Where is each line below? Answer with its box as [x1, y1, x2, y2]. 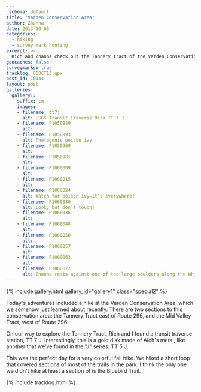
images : [17, 103, 36, 110]
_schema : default [6, 8, 50, 15]
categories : [6, 31, 36, 37]
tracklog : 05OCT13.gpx [6, 70, 63, 76]
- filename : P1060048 [17, 221, 71, 227]
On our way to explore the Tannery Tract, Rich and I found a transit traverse [6, 330, 193, 337]
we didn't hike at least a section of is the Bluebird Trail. [6, 367, 141, 374]
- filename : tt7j [17, 109, 60, 115]
